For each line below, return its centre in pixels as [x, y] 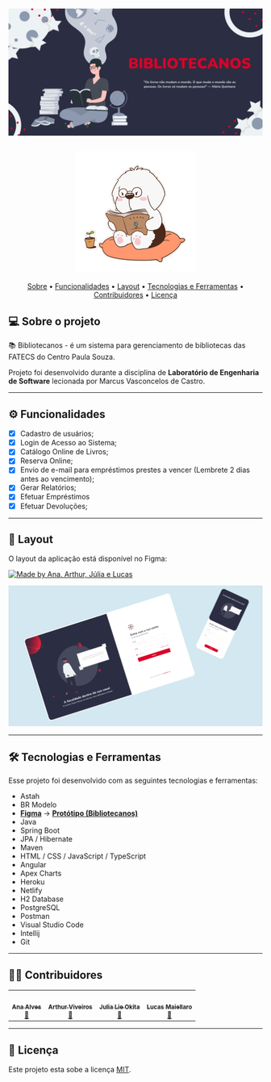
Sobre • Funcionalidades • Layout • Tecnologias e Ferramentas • [135, 286]
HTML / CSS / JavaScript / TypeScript [83, 856]
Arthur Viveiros [70, 1007]
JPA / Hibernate [46, 839]
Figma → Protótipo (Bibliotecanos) [79, 813]
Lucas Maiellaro [169, 1007]
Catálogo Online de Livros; [64, 452]
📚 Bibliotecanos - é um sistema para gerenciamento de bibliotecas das [127, 345]
